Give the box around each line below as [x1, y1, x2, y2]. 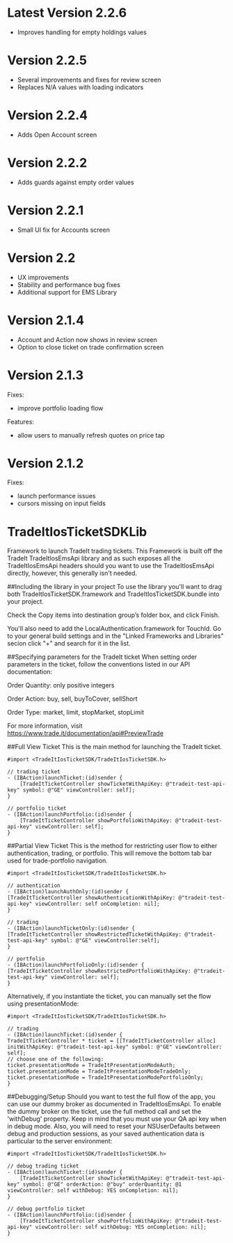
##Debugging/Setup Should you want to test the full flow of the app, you [7, 1092, 216, 1101]
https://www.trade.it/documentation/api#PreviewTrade [7, 729, 164, 738]
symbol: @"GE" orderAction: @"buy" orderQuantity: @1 [22, 1181, 182, 1188]
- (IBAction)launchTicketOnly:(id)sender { [7, 925, 136, 932]
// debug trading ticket [7, 1163, 79, 1170]
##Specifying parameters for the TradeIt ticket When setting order [7, 653, 198, 661]
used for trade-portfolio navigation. [7, 856, 108, 865]
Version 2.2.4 [7, 107, 88, 124]
